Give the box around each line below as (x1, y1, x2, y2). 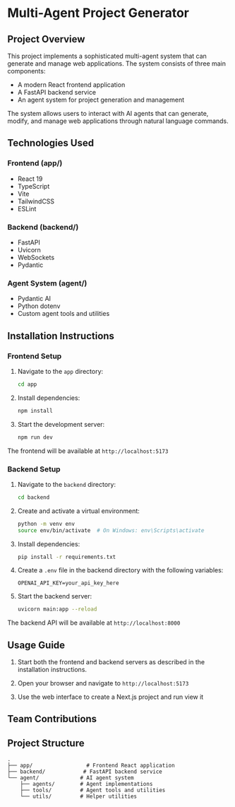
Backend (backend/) (7, 222, 79, 232)
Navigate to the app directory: (17, 367, 104, 375)
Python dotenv (17, 302, 61, 310)
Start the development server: (17, 420, 105, 428)
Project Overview (7, 33, 85, 45)
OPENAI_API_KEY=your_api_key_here (17, 579, 119, 587)
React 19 (17, 175, 43, 183)
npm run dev (17, 433, 53, 441)
